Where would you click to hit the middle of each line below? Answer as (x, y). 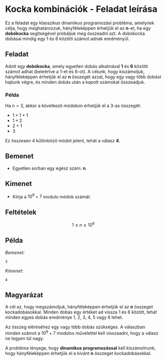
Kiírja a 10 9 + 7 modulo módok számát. (52, 196)
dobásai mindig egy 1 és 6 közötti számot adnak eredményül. (67, 39)
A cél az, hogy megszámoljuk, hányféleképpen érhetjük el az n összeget (79, 307)
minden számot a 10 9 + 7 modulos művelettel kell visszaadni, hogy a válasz (82, 333)
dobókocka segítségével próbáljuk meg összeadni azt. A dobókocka (75, 33)
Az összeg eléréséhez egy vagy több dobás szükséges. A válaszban (75, 327)
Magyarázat (24, 295)
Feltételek (21, 212)
